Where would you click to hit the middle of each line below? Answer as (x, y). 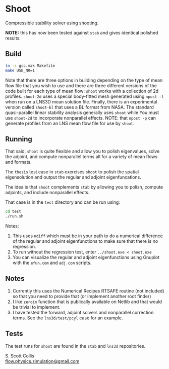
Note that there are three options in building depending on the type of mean (84, 80)
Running (19, 139)
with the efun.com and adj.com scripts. (52, 263)
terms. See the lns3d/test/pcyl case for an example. (68, 318)
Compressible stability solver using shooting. (52, 23)
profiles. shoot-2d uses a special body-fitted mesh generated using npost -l (84, 96)
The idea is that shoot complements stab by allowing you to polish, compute (84, 187)
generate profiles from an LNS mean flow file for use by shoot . (70, 123)
